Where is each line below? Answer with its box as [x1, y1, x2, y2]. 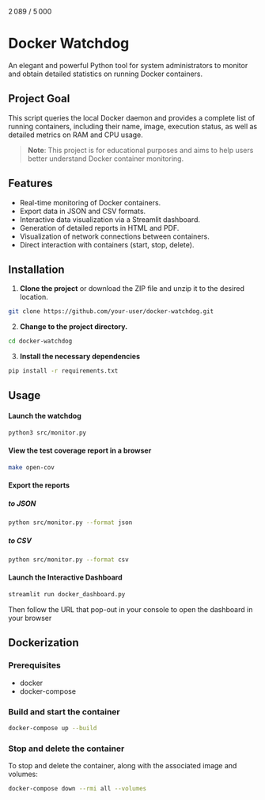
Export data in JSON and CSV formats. [19, 206, 146, 216]
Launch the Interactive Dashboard [8, 572, 123, 582]
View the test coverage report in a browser [8, 446, 152, 455]
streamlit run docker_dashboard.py [8, 591, 126, 599]
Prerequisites [8, 660, 61, 671]
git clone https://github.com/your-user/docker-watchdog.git [8, 308, 214, 316]
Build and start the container [8, 706, 120, 717]
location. [19, 293, 49, 302]
